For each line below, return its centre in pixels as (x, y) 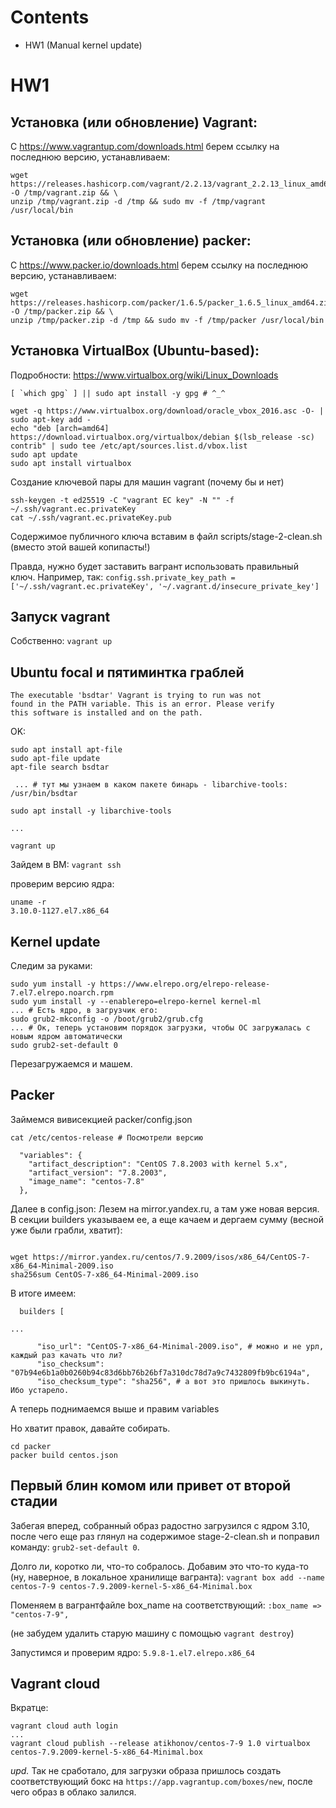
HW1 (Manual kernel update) (83, 45)
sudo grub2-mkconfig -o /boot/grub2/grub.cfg (106, 1019)
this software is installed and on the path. (106, 713)
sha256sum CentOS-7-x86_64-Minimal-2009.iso (104, 1274)
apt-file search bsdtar (60, 767)
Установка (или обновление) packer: (131, 241)
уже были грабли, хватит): (66, 1230)
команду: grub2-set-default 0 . (75, 1547)
